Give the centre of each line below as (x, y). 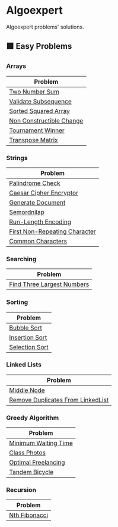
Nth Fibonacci (29, 515)
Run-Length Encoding (40, 222)
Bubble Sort (26, 328)
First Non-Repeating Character (52, 231)
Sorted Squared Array (39, 111)
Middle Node (27, 390)
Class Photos (28, 453)
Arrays (16, 66)
